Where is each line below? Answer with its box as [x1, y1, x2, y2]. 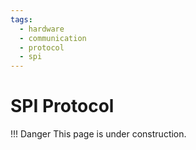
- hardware [19, 24, 65, 34]
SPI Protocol [10, 95, 115, 118]
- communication [19, 33, 87, 43]
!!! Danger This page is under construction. [10, 128, 187, 140]
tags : [10, 14, 33, 25]
